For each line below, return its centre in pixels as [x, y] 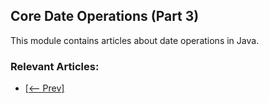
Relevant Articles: [55, 66]
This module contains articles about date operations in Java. [135, 40]
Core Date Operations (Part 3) [105, 16]
